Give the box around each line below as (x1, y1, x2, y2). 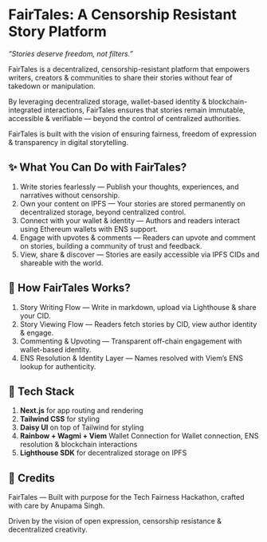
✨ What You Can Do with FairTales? (8, 161, 187, 175)
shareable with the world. (19, 257, 104, 268)
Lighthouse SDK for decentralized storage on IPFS (19, 448, 187, 458)
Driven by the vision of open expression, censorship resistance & (8, 516, 222, 526)
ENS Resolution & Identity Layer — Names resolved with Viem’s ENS (19, 353, 244, 363)
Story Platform (8, 22, 108, 41)
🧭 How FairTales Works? (8, 281, 131, 295)
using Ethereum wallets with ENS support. (19, 224, 158, 234)
